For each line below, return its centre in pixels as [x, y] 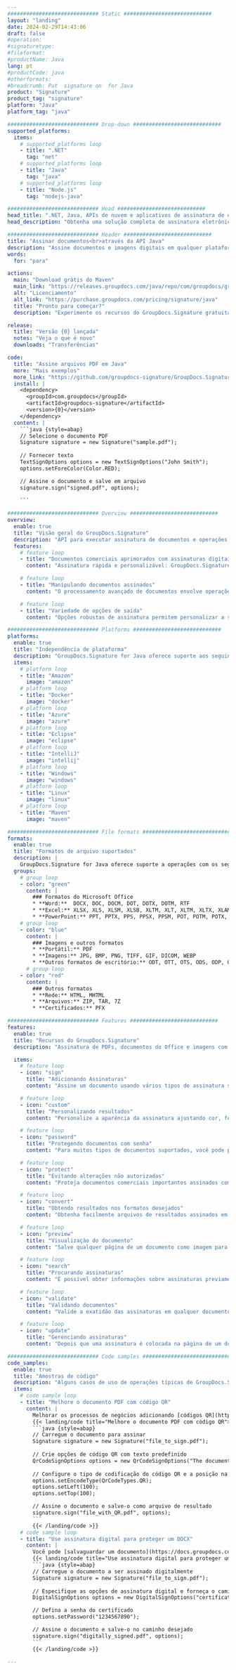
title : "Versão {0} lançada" [56, 332]
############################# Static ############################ [110, 14]
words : [17, 254]
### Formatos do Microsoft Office [83, 897]
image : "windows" [51, 780]
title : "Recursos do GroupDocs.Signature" [77, 1040]
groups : [25, 871]
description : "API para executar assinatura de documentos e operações [121, 539]
